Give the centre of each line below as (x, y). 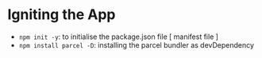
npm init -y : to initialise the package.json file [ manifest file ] (119, 37)
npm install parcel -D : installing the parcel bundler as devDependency (137, 44)
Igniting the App (62, 15)
